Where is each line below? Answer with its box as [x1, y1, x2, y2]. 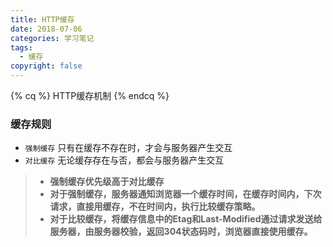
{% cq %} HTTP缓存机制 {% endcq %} [10, 90, 170, 101]
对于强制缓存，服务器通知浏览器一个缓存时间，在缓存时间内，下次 [49, 188, 322, 200]
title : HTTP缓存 [10, 14, 75, 25]
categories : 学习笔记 [10, 33, 95, 43]
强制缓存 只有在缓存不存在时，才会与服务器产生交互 [24, 142, 233, 154]
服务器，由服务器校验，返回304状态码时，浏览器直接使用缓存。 [49, 226, 313, 238]
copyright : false [10, 61, 83, 71]
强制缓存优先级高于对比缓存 [49, 176, 165, 188]
